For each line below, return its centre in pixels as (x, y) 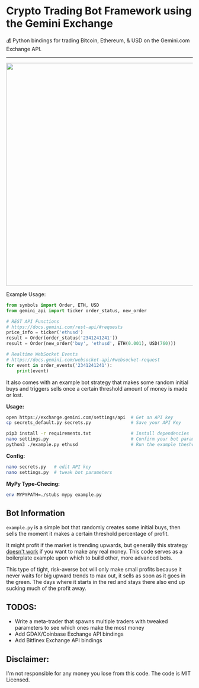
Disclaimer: (28, 659)
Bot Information (36, 513)
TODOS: (21, 607)
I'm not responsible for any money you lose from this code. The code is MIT (99, 673)
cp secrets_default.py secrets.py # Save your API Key (94, 423)
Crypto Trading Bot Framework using (99, 11)
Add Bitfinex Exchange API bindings (58, 640)
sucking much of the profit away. (46, 588)
